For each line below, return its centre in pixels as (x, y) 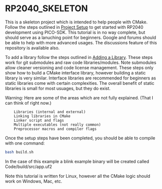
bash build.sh (19, 152)
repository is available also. (32, 48)
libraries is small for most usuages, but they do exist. (58, 88)
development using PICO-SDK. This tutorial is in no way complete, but (75, 32)
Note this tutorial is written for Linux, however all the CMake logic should (78, 176)
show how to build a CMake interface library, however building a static (75, 73)
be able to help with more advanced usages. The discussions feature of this (81, 42)
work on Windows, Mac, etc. (34, 181)
